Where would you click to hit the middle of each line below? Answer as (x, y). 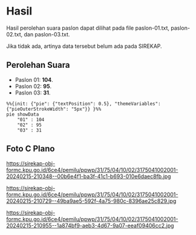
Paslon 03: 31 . (33, 93)
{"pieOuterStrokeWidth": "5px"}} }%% (54, 109)
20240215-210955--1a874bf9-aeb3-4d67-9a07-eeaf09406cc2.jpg (90, 225)
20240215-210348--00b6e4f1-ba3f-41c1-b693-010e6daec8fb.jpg (89, 176)
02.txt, (15, 34)
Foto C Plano (31, 149)
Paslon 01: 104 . (34, 79)
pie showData (23, 114)
